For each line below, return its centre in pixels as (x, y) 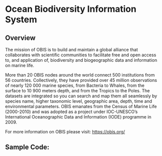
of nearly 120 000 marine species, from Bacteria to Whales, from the (75, 85)
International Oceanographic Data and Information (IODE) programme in (78, 117)
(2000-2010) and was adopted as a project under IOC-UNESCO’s (71, 112)
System (21, 19)
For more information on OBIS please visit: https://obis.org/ (65, 132)
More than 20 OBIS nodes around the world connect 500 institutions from (80, 75)
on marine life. (20, 65)
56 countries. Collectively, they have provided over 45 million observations (81, 80)
